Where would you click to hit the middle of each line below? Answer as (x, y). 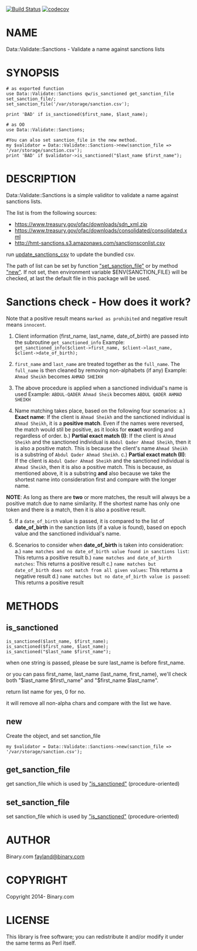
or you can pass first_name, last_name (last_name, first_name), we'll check (97, 674)
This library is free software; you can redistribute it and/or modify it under (95, 937)
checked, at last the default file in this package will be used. (78, 278)
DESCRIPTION (41, 179)
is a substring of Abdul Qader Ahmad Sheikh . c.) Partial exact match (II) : (100, 454)
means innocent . (26, 324)
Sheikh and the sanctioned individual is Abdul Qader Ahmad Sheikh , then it (103, 442)
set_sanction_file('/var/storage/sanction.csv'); (68, 104)
